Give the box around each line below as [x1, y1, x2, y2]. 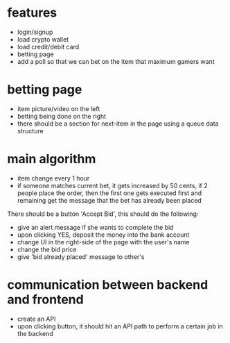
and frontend [7, 292, 85, 307]
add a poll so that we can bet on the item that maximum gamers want [17, 57, 215, 65]
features [7, 5, 57, 21]
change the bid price [17, 245, 77, 253]
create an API [17, 315, 56, 323]
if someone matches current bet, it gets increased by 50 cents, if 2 [17, 181, 208, 190]
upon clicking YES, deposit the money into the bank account [17, 231, 190, 239]
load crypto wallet [17, 35, 69, 43]
